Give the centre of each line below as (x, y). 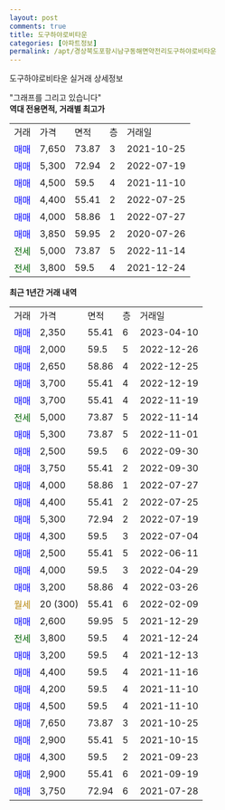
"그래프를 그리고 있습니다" (56, 98)
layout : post (34, 18)
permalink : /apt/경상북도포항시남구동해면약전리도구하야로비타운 (113, 52)
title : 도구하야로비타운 (48, 34)
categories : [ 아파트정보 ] (53, 43)
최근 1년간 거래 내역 (43, 293)
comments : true (38, 26)
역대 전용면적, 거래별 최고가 (57, 109)
